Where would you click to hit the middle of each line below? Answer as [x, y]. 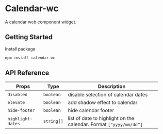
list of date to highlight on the [101, 118]
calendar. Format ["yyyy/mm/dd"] [105, 124]
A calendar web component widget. [41, 22]
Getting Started [29, 37]
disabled [17, 95]
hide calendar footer [91, 111]
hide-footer [21, 110]
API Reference [27, 73]
